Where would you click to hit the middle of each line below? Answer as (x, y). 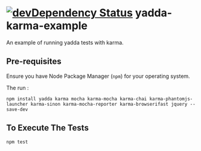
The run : (18, 88)
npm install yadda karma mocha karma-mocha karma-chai (77, 99)
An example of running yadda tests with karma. (65, 42)
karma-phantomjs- (171, 99)
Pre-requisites (34, 61)
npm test (17, 142)
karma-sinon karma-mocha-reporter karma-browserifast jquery (109, 104)
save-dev (17, 109)
